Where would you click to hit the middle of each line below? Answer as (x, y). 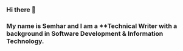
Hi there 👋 (21, 10)
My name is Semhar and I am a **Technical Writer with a (92, 25)
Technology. (25, 41)
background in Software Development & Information (85, 33)
